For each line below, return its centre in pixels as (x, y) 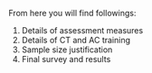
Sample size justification (67, 50)
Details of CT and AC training (76, 40)
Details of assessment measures (82, 30)
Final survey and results (66, 59)
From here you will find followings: (72, 13)
